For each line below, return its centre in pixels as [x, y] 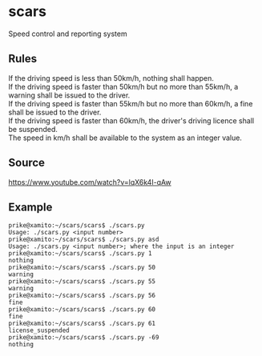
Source [27, 163]
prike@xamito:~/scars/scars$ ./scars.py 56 [82, 296]
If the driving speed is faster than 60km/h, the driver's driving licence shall [131, 120]
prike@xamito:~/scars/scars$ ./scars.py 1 [80, 254]
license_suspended [39, 330]
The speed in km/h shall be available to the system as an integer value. [125, 138]
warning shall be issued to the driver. [69, 95]
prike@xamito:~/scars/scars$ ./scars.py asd [84, 240]
